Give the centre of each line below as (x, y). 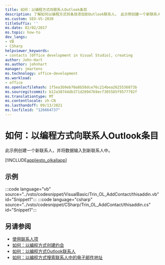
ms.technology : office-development (41, 74)
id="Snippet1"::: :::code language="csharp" (49, 199)
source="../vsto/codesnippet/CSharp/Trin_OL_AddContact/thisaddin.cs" (78, 205)
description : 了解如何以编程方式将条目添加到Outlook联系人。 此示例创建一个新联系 (81, 14)
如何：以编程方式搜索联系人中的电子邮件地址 (57, 258)
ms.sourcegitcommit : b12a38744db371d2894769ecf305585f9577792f (71, 92)
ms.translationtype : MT (29, 96)
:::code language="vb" (28, 189)
